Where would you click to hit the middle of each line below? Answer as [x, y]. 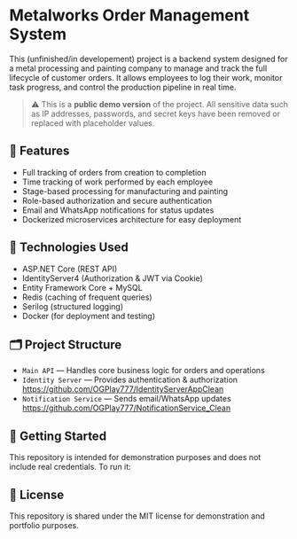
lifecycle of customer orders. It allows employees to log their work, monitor [146, 77]
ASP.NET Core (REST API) [70, 269]
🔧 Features [39, 151]
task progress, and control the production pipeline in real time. [123, 87]
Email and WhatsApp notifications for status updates [118, 210]
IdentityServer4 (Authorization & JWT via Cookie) [113, 278]
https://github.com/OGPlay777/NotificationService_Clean [126, 408]
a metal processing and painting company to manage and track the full [138, 68]
